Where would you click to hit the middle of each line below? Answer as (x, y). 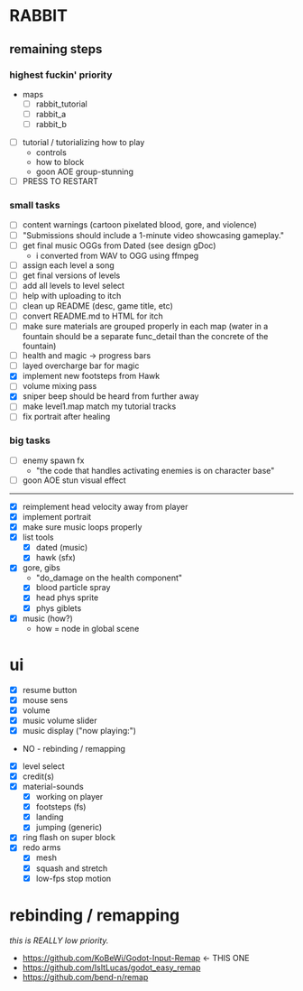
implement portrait (57, 517)
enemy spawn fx (53, 460)
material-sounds (53, 787)
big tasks (30, 440)
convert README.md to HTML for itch (93, 316)
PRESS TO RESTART (60, 181)
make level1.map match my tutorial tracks (99, 406)
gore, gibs (41, 568)
